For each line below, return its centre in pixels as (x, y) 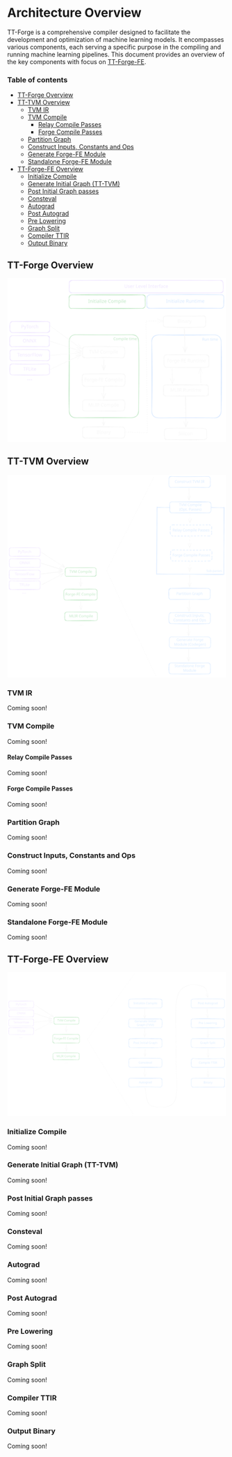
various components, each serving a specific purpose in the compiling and (114, 47)
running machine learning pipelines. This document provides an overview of (116, 54)
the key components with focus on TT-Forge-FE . (77, 61)
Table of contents (38, 79)
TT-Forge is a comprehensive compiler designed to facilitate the (99, 32)
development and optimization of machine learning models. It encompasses (116, 39)
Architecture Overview (74, 13)
